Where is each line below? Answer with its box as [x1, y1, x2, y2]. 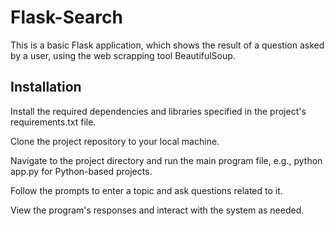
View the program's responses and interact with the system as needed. [10, 204, 305, 216]
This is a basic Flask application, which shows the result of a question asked [10, 39, 325, 51]
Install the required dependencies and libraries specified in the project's [10, 105, 307, 117]
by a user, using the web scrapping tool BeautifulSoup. [10, 49, 236, 61]
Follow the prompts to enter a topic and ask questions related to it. [10, 184, 283, 196]
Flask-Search [10, 6, 123, 29]
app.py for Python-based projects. [10, 165, 153, 177]
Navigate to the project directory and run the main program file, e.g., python [10, 154, 323, 166]
